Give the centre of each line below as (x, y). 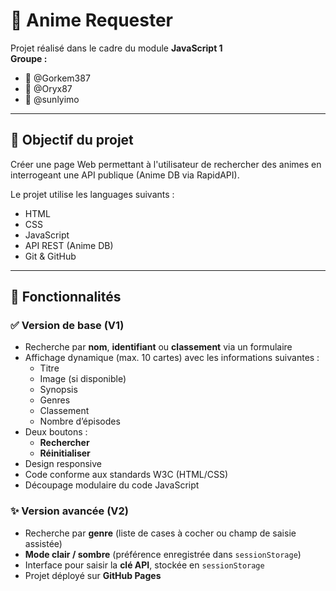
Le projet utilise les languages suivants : (92, 194)
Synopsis (58, 390)
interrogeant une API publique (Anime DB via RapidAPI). (125, 175)
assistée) (43, 543)
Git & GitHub (50, 256)
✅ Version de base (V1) (67, 326)
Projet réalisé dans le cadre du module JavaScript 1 (116, 48)
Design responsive (63, 464)
